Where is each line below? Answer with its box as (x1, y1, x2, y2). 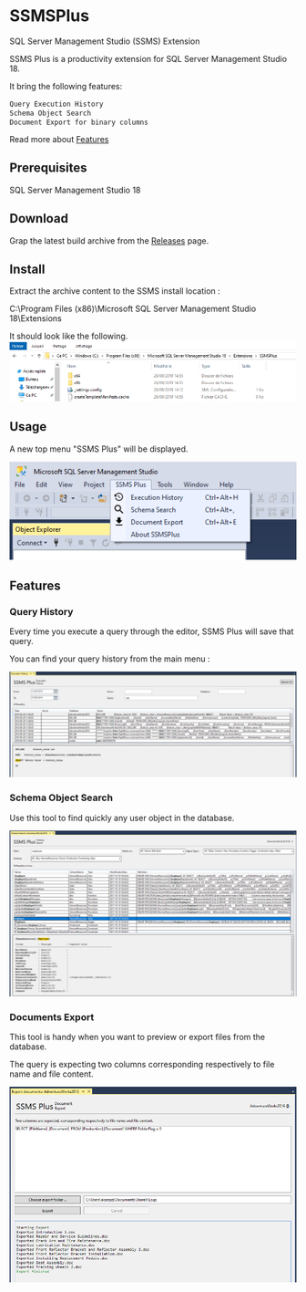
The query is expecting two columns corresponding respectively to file (9, 1059, 275, 1070)
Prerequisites (9, 161, 87, 176)
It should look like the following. (9, 330, 128, 342)
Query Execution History (9, 99, 104, 109)
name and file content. (9, 1068, 94, 1079)
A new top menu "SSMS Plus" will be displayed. (9, 443, 189, 454)
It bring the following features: (9, 80, 123, 91)
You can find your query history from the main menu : (9, 653, 211, 664)
